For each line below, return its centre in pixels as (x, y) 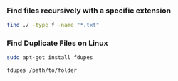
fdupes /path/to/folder (42, 70)
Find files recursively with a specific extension (89, 11)
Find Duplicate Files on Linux (57, 43)
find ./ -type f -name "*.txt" (53, 25)
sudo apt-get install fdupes (50, 58)
